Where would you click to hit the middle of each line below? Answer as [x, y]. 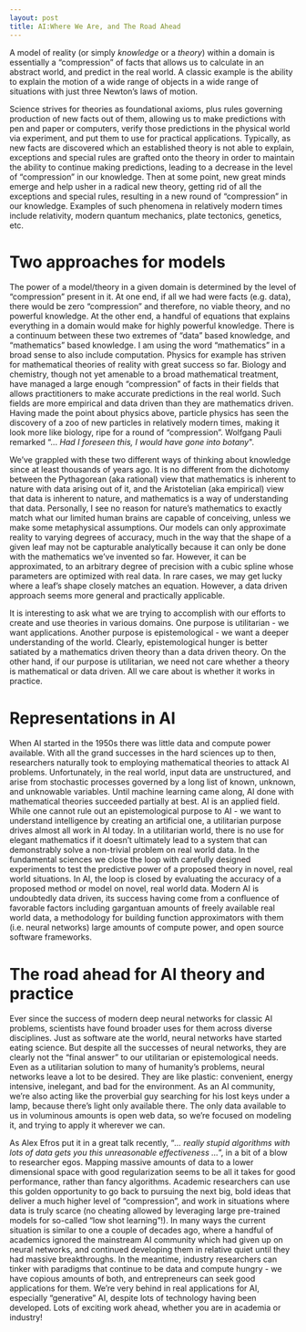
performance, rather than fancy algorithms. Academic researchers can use [150, 1181]
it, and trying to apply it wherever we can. [87, 1125]
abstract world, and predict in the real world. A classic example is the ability [151, 72]
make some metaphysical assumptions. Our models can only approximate [148, 528]
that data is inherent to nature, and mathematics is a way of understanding [149, 499]
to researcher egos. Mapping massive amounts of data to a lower [132, 1162]
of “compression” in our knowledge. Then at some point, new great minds [148, 177]
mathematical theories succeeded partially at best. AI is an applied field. [145, 801]
